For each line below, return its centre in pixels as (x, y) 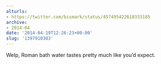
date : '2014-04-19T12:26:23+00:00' (49, 33)
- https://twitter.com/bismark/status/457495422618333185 (78, 17)
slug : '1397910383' (30, 38)
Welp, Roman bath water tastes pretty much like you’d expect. (81, 55)
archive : (17, 22)
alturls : (17, 11)
